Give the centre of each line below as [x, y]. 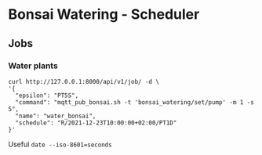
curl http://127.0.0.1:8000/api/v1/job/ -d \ [84, 81]
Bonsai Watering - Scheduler [104, 14]
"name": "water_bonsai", [56, 116]
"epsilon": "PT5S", [47, 96]
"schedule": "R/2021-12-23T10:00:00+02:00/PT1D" [96, 123]
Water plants [33, 66]
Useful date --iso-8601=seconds [60, 144]
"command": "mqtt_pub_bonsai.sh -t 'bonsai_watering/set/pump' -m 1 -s [135, 102]
